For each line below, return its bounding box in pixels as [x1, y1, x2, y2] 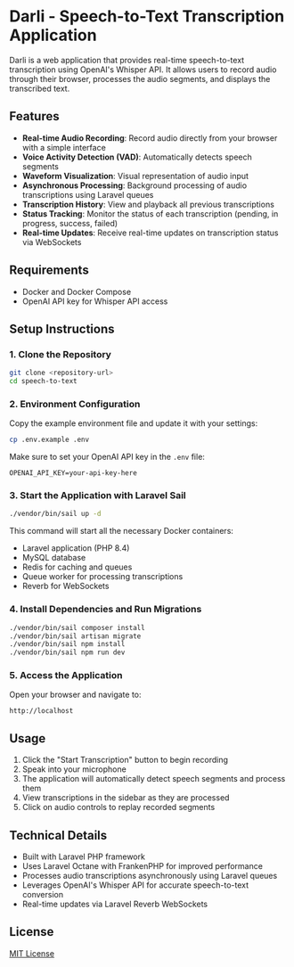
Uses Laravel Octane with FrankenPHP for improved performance [21, 861, 263, 872]
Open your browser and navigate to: [9, 689, 142, 701]
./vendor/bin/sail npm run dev [9, 648, 126, 657]
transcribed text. [9, 83, 70, 94]
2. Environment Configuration [9, 397, 141, 410]
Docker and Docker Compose [21, 286, 132, 297]
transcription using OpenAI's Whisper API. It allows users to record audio [9, 64, 277, 75]
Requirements [9, 263, 89, 278]
